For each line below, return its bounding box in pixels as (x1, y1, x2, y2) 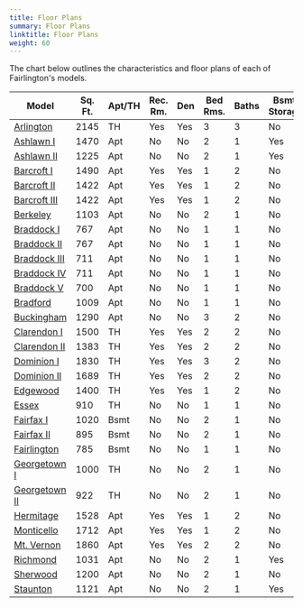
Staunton (14, 583, 52, 595)
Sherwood (14, 568, 58, 581)
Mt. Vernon (14, 538, 61, 551)
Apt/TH (107, 100, 141, 113)
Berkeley (14, 208, 51, 221)
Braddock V (14, 281, 64, 294)
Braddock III (14, 253, 65, 265)
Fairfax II (14, 428, 51, 441)
